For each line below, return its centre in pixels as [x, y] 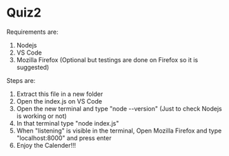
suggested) [33, 67]
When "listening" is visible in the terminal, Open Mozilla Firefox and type [119, 130]
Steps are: [21, 80]
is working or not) [41, 116]
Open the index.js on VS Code [59, 101]
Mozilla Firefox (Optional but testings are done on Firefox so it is [107, 59]
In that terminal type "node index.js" [68, 123]
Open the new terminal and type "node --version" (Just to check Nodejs [119, 108]
